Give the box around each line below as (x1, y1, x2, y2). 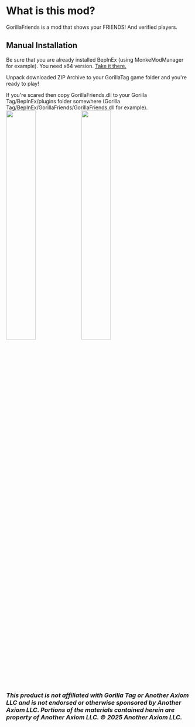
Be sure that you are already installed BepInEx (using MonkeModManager (6, 56, 184, 63)
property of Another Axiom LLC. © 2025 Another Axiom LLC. (6, 713, 183, 721)
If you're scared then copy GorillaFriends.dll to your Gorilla (6, 91, 148, 98)
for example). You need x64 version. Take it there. (6, 62, 127, 69)
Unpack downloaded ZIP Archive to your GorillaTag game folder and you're (6, 73, 187, 80)
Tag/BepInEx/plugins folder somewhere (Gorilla (6, 97, 121, 105)
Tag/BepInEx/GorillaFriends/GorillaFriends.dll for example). (6, 104, 148, 111)
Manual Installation (6, 41, 78, 51)
